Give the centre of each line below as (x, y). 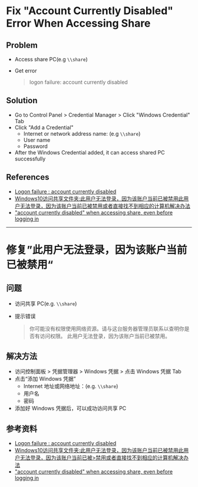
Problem (22, 45)
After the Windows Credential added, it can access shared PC (90, 152)
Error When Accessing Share (78, 23)
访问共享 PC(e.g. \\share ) (46, 303)
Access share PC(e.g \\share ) (51, 59)
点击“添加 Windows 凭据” (45, 379)
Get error (26, 71)
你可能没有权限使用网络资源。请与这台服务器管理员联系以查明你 (107, 328)
